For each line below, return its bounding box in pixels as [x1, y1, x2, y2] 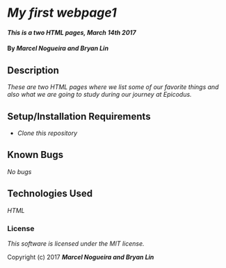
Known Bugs [7, 149, 64, 161]
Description [7, 64, 59, 76]
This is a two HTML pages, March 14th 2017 [7, 28, 137, 36]
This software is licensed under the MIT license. [7, 239, 145, 248]
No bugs [7, 167, 32, 175]
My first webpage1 [7, 5, 117, 21]
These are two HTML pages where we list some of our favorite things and [7, 83, 219, 91]
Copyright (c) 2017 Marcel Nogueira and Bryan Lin [7, 253, 154, 261]
